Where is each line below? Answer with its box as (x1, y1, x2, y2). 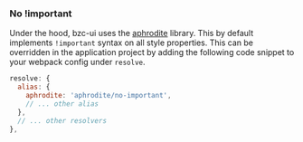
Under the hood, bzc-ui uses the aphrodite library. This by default (9, 28, 254, 39)
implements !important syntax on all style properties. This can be (9, 37, 253, 48)
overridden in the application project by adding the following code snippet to (9, 47, 295, 58)
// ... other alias (25, 99, 99, 109)
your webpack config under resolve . (9, 57, 147, 68)
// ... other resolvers (17, 116, 107, 125)
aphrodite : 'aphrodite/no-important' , (25, 91, 172, 100)
